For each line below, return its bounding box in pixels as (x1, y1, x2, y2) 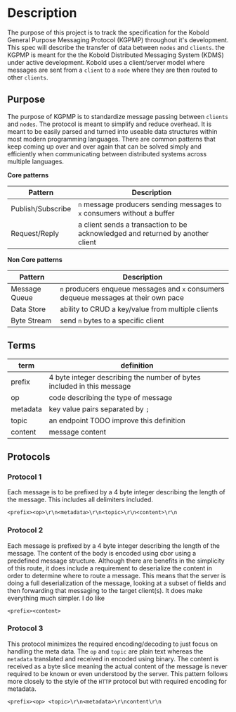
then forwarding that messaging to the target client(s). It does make (7, 586, 203, 594)
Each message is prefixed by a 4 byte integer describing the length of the (7, 541, 220, 550)
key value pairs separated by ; (48, 404, 150, 413)
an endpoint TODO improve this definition (48, 416, 186, 425)
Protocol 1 (7, 472, 42, 482)
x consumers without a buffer (78, 208, 175, 218)
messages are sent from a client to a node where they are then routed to (7, 65, 218, 74)
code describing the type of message (48, 392, 173, 402)
